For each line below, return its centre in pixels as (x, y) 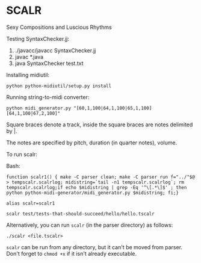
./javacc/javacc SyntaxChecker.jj (55, 50)
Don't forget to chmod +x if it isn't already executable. (72, 253)
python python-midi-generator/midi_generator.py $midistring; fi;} (93, 193)
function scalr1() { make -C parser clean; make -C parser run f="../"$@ (101, 177)
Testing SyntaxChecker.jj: (38, 39)
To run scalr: (22, 154)
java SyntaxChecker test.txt (49, 63)
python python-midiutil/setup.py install (59, 86)
